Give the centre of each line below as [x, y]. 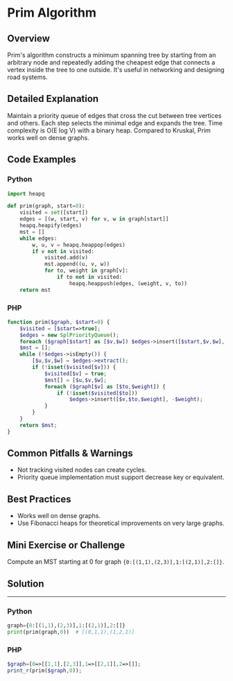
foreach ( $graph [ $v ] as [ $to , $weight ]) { [105, 386]
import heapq [26, 193]
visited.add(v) [66, 258]
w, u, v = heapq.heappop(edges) [79, 245]
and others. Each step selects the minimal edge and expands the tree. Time [115, 123]
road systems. [27, 77]
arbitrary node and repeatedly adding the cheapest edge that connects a [111, 62]
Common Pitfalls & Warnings [70, 453]
